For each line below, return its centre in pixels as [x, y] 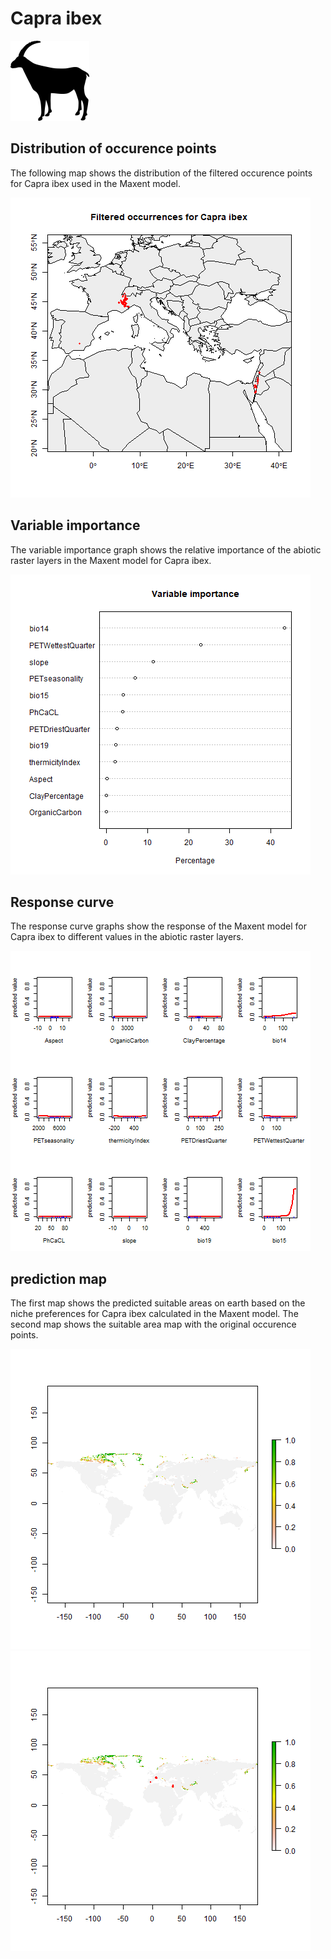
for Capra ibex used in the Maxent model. [95, 183]
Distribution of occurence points [113, 148]
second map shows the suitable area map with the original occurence [153, 1324]
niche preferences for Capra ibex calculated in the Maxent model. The [154, 1314]
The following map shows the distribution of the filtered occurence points [161, 173]
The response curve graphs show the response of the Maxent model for [158, 926]
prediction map [58, 1278]
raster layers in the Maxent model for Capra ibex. [111, 560]
